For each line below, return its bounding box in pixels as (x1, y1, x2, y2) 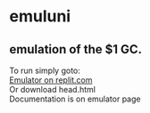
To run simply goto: (9, 65, 80, 76)
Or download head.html (9, 85, 96, 94)
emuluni (9, 6, 71, 27)
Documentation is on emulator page (9, 93, 141, 104)
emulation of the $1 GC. (9, 42, 143, 57)
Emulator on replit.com (9, 75, 93, 85)
